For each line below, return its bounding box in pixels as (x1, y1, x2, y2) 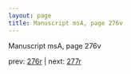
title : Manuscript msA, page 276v (8, 19, 124, 27)
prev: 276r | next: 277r (8, 56, 81, 66)
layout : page (8, 11, 52, 20)
